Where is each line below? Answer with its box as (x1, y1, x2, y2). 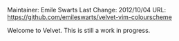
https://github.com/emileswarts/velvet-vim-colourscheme (7, 13, 173, 21)
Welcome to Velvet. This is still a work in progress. (7, 27, 151, 34)
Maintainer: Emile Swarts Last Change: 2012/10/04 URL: (7, 6, 167, 14)
